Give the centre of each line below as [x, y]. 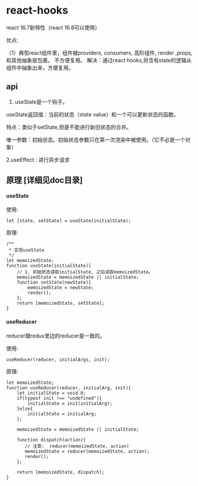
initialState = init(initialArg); [70, 403]
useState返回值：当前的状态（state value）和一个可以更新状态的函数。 [92, 114]
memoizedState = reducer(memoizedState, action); [87, 451]
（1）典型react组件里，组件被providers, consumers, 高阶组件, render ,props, [99, 53]
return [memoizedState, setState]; [61, 304]
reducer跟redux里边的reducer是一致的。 [56, 336]
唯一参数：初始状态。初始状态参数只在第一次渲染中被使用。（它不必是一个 [96, 140]
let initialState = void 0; [51, 393]
